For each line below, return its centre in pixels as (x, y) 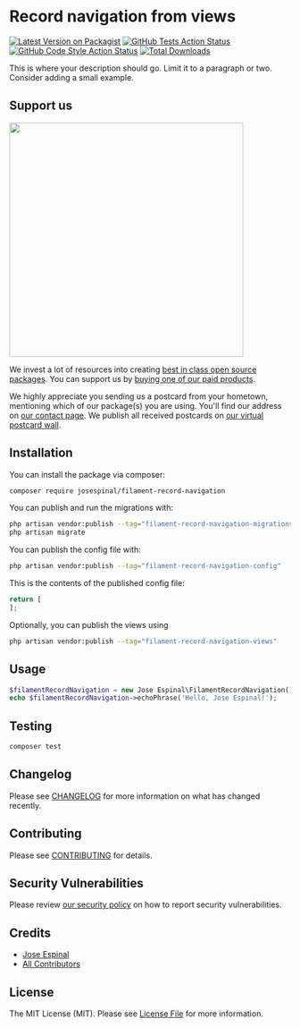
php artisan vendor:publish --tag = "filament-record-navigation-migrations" (153, 524)
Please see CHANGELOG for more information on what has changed (135, 796)
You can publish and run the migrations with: (92, 508)
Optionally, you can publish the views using (89, 624)
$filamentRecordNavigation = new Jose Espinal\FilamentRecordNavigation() (151, 690)
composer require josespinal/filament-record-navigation (117, 491)
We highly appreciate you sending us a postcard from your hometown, (139, 396)
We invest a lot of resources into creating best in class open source (133, 369)
